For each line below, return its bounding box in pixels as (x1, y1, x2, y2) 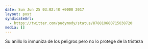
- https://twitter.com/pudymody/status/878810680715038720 (9, 20, 133, 26)
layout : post (5, 12, 32, 16)
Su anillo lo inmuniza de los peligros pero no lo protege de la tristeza (5, 38, 143, 44)
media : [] (5, 25, 25, 30)
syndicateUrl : (5, 16, 34, 21)
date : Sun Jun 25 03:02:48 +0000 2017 (5, 7, 84, 12)
